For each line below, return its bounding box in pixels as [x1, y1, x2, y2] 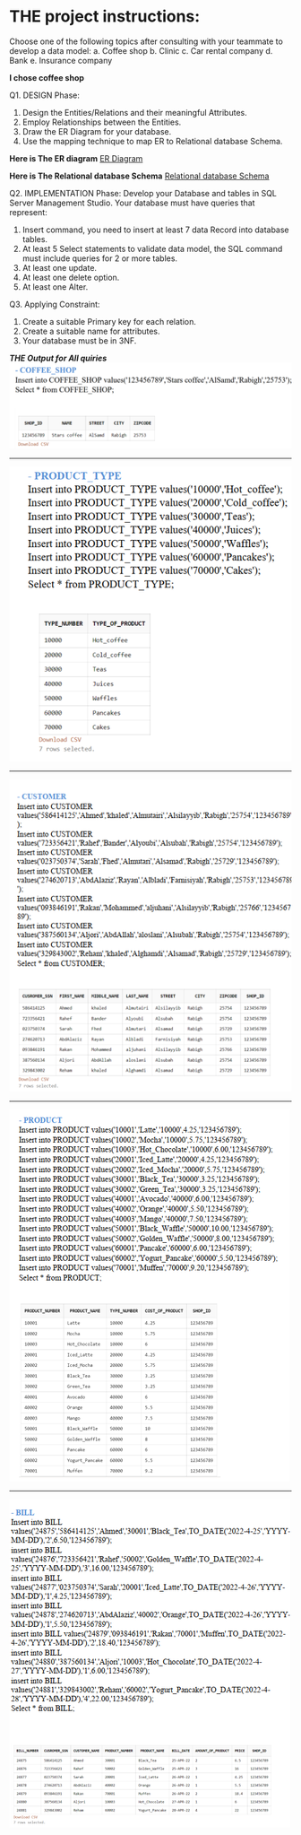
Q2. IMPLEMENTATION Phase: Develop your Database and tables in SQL [9, 187, 278, 198]
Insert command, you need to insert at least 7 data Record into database [21, 224, 289, 235]
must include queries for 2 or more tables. [21, 253, 177, 264]
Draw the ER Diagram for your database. [21, 126, 172, 136]
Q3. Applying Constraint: [9, 299, 100, 309]
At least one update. [21, 262, 97, 273]
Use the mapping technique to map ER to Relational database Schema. [21, 135, 283, 146]
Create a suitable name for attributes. [21, 326, 160, 336]
